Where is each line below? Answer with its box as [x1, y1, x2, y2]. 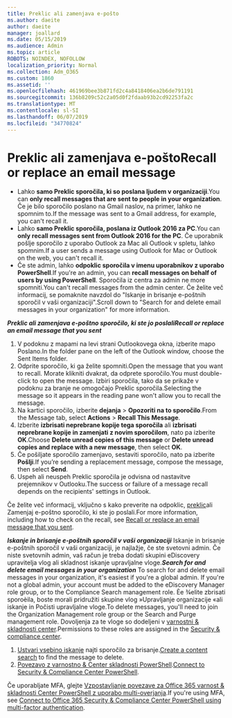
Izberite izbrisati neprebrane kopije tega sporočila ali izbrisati [17, 421, 197, 429]
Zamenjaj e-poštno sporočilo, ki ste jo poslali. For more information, [7, 508, 199, 517]
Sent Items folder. [17, 355, 68, 363]
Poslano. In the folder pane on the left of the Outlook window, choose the [17, 347, 224, 356]
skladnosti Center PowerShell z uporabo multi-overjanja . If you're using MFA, [7, 689, 225, 697]
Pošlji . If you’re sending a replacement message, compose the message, [17, 458, 224, 466]
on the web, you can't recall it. [17, 254, 104, 262]
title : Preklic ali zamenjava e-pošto [7, 10, 119, 17]
